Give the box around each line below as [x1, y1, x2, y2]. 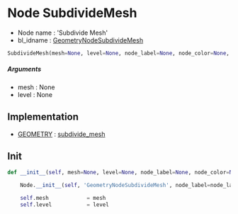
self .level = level [20, 201, 110, 208]
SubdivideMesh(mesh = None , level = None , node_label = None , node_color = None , [7, 50, 230, 57]
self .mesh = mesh [20, 195, 106, 202]
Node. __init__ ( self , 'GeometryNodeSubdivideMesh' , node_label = [20, 182, 211, 189]
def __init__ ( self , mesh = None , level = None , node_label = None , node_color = [7, 169, 230, 176]
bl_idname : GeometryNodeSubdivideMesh [17, 35, 144, 44]
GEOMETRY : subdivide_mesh [17, 130, 106, 138]
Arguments [7, 65, 42, 74]
